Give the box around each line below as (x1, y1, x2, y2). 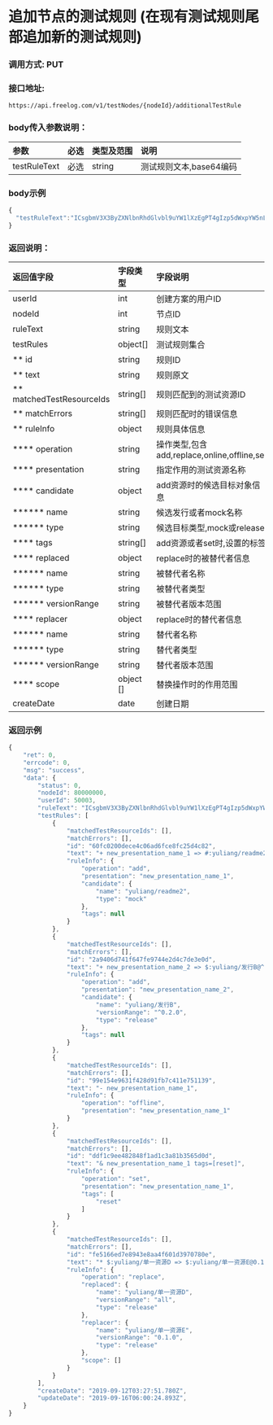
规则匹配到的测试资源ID (156, 388, 246, 400)
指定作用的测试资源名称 (156, 464, 246, 475)
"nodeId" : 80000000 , (37, 789, 107, 798)
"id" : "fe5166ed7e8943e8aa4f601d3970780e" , (66, 1250, 217, 1258)
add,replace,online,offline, (156, 449, 256, 461)
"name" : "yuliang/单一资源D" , (95, 1288, 193, 1296)
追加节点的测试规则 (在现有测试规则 (8, 7, 245, 26)
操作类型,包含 (156, 439, 208, 450)
